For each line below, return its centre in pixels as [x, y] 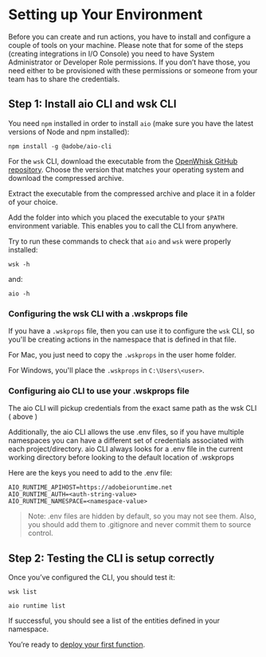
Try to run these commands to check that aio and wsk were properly [120, 241]
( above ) [23, 416]
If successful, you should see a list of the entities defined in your [114, 621]
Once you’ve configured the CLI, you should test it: [92, 577]
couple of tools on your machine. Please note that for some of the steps [126, 45]
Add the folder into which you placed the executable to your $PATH [116, 217]
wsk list [23, 592]
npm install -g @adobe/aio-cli [60, 146]
